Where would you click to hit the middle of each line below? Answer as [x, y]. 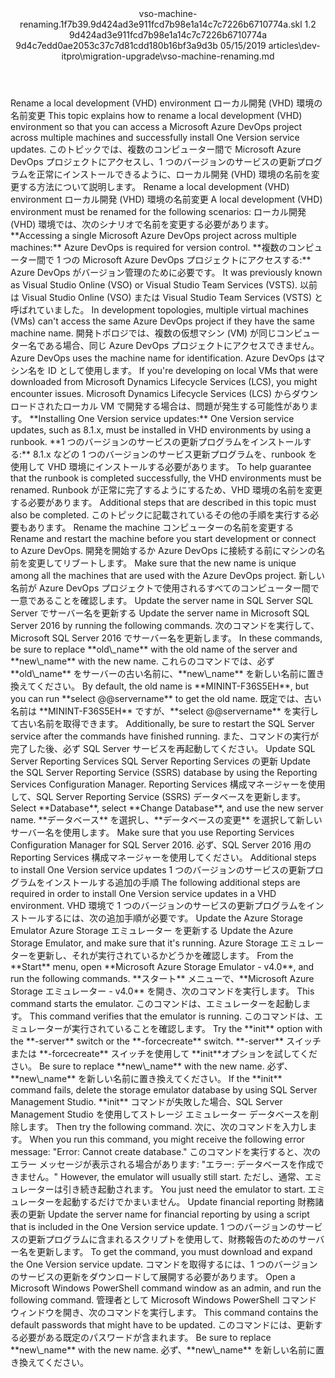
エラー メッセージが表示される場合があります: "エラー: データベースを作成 [163, 1164]
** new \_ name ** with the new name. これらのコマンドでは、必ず [142, 661]
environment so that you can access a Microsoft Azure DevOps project [156, 126]
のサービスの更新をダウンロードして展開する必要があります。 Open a [153, 1276]
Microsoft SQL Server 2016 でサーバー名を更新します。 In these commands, [166, 638]
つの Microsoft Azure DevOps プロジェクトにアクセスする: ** [187, 260]
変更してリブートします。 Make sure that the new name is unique [162, 563]
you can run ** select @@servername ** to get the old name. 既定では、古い [166, 698]
